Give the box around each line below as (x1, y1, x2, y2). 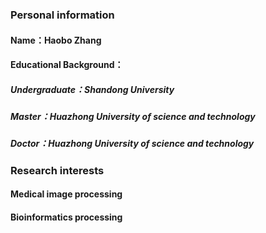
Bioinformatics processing (10, 211, 123, 223)
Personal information (10, 8, 115, 22)
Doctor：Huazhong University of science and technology (10, 138, 255, 150)
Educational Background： (10, 59, 124, 71)
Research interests (10, 163, 105, 177)
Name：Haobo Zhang (10, 34, 102, 46)
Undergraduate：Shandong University (10, 83, 175, 95)
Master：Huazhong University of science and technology (10, 111, 256, 123)
